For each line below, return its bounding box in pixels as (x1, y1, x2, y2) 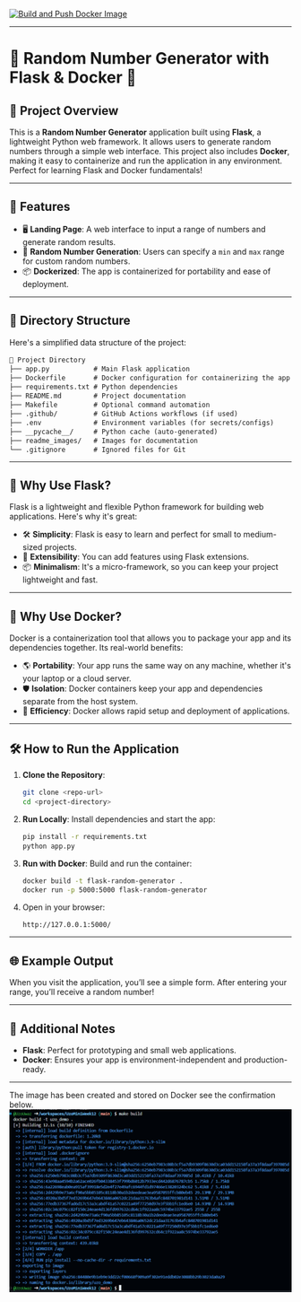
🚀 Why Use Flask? (9, 478, 112, 494)
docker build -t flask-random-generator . (21, 876, 184, 886)
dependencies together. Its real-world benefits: (9, 642, 184, 653)
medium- (243, 529, 278, 540)
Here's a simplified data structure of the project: (9, 336, 186, 347)
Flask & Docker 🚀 (9, 67, 137, 88)
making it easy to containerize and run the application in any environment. (9, 155, 283, 166)
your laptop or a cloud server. (21, 673, 132, 684)
